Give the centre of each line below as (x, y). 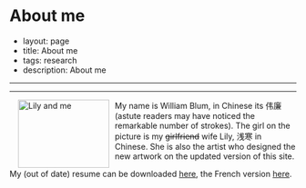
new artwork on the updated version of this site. (205, 156)
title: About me (50, 50)
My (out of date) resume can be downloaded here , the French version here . (151, 173)
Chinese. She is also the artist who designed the (205, 146)
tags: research (50, 60)
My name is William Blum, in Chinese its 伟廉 (199, 105)
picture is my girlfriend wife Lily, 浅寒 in (189, 136)
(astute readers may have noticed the (185, 115)
